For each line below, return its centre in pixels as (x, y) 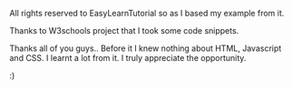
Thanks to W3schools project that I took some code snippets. (124, 30)
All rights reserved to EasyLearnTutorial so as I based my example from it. (147, 13)
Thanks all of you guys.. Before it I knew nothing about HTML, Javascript (146, 48)
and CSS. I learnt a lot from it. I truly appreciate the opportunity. (128, 58)
